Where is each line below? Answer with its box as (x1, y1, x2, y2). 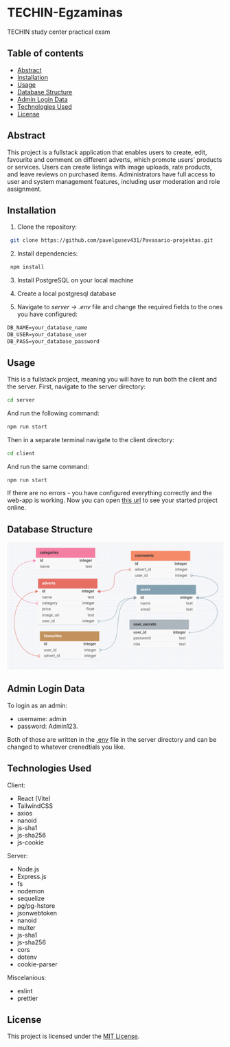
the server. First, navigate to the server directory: (7, 382, 146, 391)
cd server (7, 396, 36, 404)
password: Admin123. (16, 722, 78, 730)
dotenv (16, 953, 38, 961)
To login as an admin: (7, 701, 67, 709)
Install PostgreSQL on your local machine (16, 276, 134, 284)
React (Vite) (16, 794, 51, 802)
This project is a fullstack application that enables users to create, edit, (7, 148, 207, 156)
